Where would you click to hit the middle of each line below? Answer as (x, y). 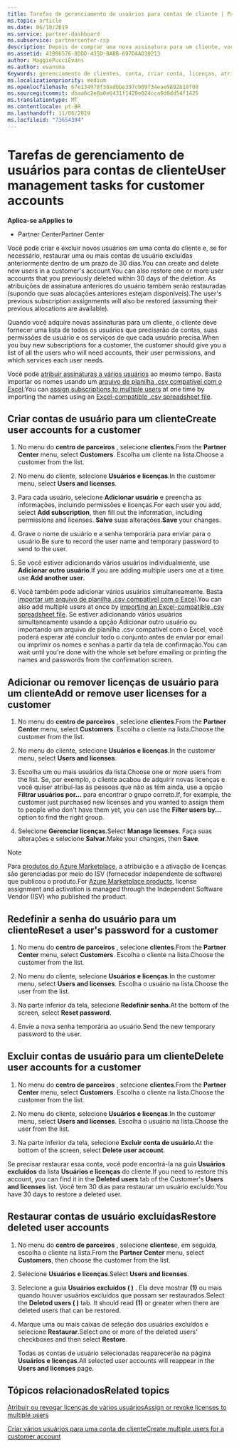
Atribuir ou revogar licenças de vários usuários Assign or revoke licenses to (117, 1408)
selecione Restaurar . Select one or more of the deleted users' (107, 1332)
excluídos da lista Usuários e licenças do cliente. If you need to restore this (118, 1171)
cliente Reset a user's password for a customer (113, 930)
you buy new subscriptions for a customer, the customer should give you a (117, 345)
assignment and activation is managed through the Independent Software (115, 889)
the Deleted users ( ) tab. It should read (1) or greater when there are (118, 1302)
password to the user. (49, 1034)
